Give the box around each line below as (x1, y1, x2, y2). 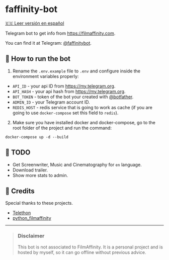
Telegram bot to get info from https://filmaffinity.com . (5, 30, 116, 36)
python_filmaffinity (12, 215, 51, 221)
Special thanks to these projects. (5, 200, 73, 206)
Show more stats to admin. (12, 172, 68, 178)
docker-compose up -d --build (5, 134, 69, 139)
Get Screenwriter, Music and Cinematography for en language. (12, 161, 142, 167)
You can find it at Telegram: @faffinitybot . (5, 40, 92, 46)
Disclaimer (17, 232, 45, 239)
